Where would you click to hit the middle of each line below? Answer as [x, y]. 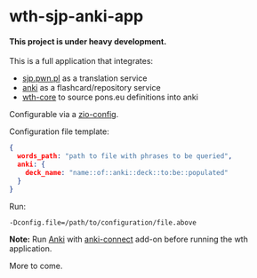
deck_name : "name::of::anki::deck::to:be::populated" [127, 173]
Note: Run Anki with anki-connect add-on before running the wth [129, 239]
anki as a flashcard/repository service [92, 88]
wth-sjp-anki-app [76, 16]
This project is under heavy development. [88, 41]
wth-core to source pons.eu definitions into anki [110, 97]
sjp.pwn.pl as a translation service [84, 78]
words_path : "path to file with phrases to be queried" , [125, 156]
